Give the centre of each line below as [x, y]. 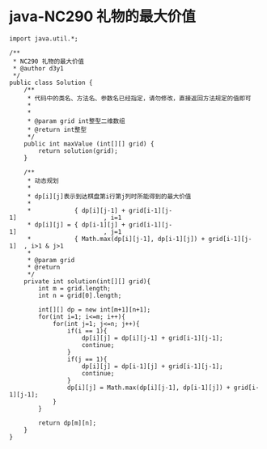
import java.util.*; [44, 38]
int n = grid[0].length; [80, 295]
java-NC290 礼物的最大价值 [103, 17]
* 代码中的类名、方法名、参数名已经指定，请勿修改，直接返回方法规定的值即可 [139, 98]
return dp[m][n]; [67, 423]
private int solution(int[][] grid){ [87, 281]
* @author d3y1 [38, 68]
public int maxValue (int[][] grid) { [89, 144]
